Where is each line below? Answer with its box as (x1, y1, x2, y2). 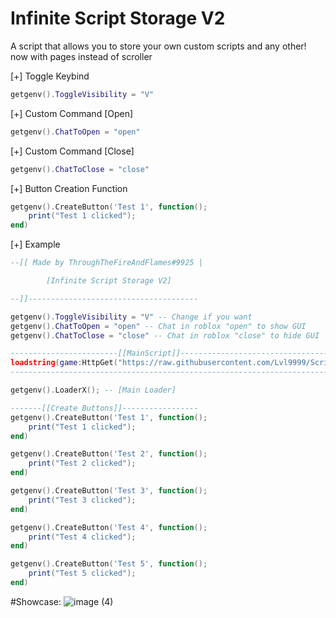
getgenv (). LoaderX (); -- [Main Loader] (10, 385, 177, 396)
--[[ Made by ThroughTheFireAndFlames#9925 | (10, 258, 203, 268)
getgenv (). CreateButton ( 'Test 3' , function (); (10, 486, 208, 496)
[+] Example (10, 238, 61, 251)
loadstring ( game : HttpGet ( (10, 358, 118, 368)
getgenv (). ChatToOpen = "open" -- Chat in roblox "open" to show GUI (10, 321, 307, 331)
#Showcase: (10, 595, 62, 607)
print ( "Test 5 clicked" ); (28, 568, 137, 579)
